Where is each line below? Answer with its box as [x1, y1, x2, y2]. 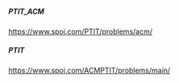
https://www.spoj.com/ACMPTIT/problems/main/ [8, 65, 171, 75]
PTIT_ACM [8, 6, 44, 16]
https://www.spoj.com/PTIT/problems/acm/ [8, 27, 153, 36]
